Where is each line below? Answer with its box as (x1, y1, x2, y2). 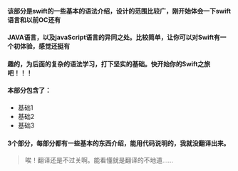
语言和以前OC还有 (7, 15, 61, 24)
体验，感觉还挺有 (19, 42, 70, 51)
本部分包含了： (7, 86, 51, 95)
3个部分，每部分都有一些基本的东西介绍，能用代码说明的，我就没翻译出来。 (7, 139, 230, 147)
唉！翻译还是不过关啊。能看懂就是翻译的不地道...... (24, 156, 173, 165)
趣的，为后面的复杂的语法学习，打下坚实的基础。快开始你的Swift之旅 (7, 59, 211, 68)
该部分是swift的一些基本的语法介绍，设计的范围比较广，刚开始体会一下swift (7, 6, 232, 15)
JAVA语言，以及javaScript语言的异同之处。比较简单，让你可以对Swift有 (7, 33, 221, 42)
